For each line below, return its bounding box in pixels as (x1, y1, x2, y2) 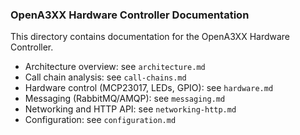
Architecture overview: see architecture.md (24, 61, 206, 73)
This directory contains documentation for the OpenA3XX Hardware (10, 31, 291, 43)
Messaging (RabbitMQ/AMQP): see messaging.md (24, 93, 226, 105)
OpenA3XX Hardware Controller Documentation (10, 8, 250, 22)
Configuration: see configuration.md (24, 114, 177, 126)
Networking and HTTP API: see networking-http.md (24, 103, 237, 115)
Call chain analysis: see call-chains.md (24, 71, 187, 83)
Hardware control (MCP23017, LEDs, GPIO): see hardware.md (24, 82, 274, 94)
